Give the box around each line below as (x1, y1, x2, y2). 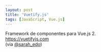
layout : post (5, 7, 33, 13)
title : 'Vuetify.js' (5, 12, 49, 17)
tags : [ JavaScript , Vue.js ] (5, 17, 65, 22)
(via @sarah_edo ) (5, 41, 42, 47)
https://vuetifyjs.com (5, 36, 49, 42)
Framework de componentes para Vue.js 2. (5, 31, 96, 37)
